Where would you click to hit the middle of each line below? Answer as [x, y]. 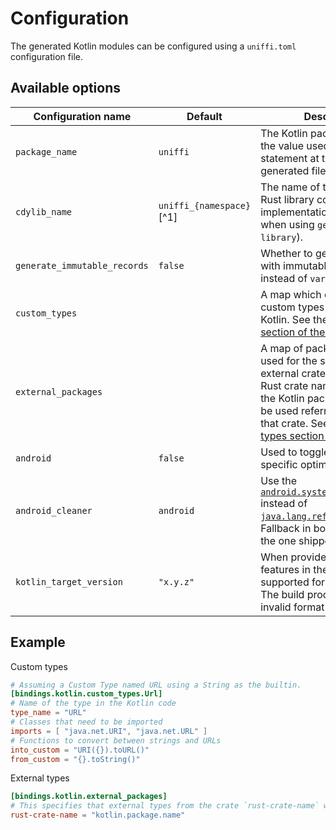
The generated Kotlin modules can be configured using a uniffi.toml [153, 46]
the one [278, 540]
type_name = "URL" [48, 713]
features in [285, 569]
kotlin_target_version [69, 581]
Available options [66, 88]
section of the [293, 332]
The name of [290, 187]
